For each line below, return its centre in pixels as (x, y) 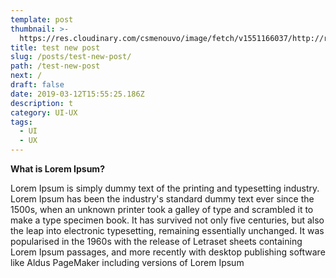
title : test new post (55, 47)
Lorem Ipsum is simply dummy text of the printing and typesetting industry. (165, 188)
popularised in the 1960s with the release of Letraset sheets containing (156, 241)
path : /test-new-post (55, 66)
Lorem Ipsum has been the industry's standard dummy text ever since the (162, 199)
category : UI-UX (44, 112)
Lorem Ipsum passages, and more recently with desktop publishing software (168, 252)
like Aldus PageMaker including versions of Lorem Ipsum (127, 262)
